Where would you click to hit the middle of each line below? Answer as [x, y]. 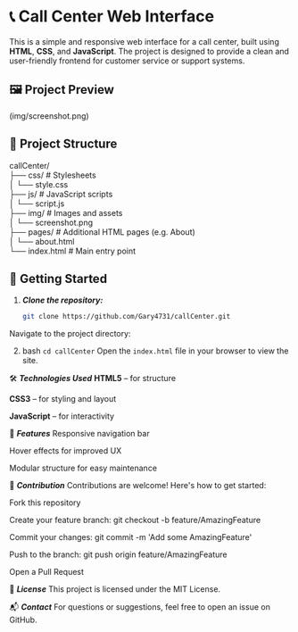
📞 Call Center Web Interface [112, 17]
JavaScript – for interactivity [62, 416]
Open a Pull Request [47, 572]
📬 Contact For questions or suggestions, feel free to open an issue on [140, 607]
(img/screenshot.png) [49, 116]
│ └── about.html [42, 241]
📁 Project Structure [63, 144]
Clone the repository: [62, 300]
